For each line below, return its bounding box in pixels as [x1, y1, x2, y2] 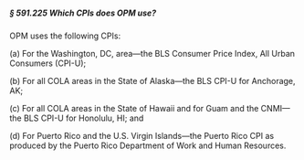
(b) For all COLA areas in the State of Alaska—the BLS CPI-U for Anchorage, [9, 75, 296, 86]
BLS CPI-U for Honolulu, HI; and [23, 112, 144, 123]
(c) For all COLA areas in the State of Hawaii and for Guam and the [9, 102, 259, 113]
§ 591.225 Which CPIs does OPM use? [9, 7, 157, 18]
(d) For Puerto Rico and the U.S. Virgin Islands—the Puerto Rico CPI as [9, 130, 275, 141]
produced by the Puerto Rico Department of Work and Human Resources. [9, 140, 287, 151]
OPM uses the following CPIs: [9, 30, 121, 41]
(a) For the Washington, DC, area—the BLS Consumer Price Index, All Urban [9, 48, 295, 59]
